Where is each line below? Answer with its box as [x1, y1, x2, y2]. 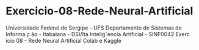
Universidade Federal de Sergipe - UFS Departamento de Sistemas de [5, 24, 183, 31]
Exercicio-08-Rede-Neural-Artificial [5, 4, 194, 18]
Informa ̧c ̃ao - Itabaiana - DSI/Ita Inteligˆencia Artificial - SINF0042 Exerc [5, 30, 190, 37]
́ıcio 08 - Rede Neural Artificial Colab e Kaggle [5, 37, 121, 44]
